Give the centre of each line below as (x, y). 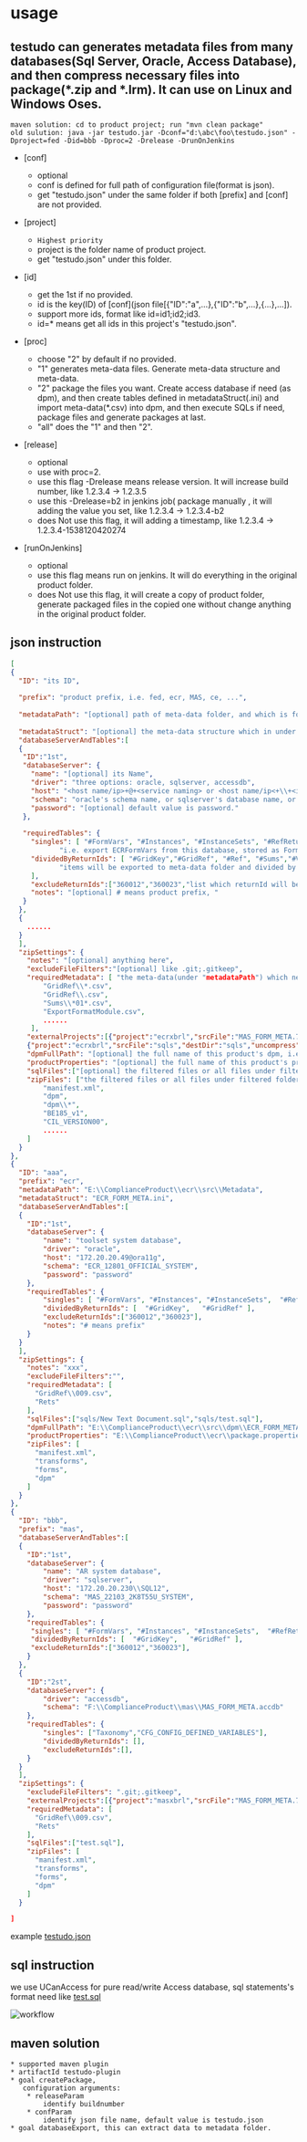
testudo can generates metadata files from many (152, 47)
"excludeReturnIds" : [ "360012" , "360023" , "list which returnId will (159, 884)
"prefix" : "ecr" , (51, 1181)
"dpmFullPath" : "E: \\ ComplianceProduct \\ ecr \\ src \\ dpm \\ (137, 1427)
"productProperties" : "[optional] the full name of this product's (157, 1062)
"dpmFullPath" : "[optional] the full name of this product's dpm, (155, 1054)
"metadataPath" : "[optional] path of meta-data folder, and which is (153, 715)
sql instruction (52, 1965)
